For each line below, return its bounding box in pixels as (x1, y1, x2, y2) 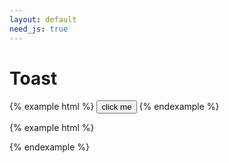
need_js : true (9, 24, 69, 34)
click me (101, 102, 132, 113)
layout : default (9, 14, 77, 25)
